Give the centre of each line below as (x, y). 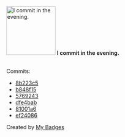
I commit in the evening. (88, 53)
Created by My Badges (35, 127)
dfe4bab (26, 102)
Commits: (18, 71)
